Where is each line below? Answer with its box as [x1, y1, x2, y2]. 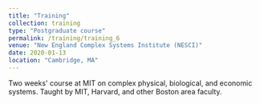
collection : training [8, 19, 81, 27]
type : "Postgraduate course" [8, 26, 106, 34]
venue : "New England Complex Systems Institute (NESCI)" [8, 42, 203, 50]
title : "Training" [8, 11, 70, 20]
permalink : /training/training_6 [8, 34, 120, 42]
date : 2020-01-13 [8, 49, 67, 57]
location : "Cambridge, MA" [8, 57, 99, 65]
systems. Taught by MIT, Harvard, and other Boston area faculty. [8, 86, 222, 96]
